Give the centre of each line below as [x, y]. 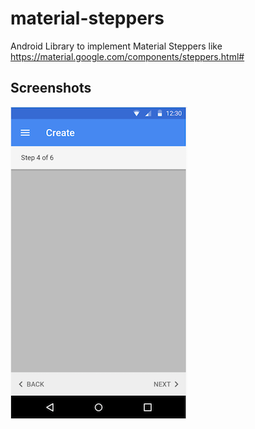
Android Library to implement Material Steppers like [116, 46]
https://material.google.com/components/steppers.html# [127, 56]
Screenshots [51, 88]
